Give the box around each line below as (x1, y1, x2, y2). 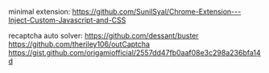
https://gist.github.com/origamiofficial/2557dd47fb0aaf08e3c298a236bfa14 (8, 48, 261, 57)
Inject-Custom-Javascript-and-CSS (8, 15, 126, 25)
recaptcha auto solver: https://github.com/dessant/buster (8, 31, 199, 40)
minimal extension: (8, 7, 71, 16)
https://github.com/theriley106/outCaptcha (8, 39, 151, 49)
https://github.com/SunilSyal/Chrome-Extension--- (72, 7, 242, 16)
